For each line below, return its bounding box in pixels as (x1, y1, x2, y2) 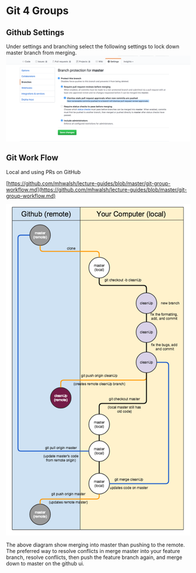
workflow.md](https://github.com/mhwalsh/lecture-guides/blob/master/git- (6, 186, 187, 193)
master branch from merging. (6, 49, 77, 56)
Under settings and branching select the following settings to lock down (6, 43, 180, 50)
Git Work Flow (6, 153, 59, 163)
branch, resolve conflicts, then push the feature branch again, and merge (6, 554, 183, 561)
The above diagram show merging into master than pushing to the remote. (6, 541, 185, 548)
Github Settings (6, 28, 64, 37)
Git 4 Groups (6, 4, 69, 18)
